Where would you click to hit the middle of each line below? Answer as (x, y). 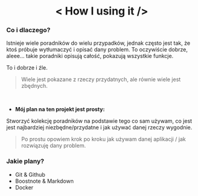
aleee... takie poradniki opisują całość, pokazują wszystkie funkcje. (90, 56)
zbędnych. (34, 86)
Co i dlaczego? (28, 30)
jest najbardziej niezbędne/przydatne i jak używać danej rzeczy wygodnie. (99, 128)
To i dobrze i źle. (27, 68)
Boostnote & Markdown (44, 181)
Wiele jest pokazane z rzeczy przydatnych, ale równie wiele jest (101, 79)
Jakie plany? (25, 162)
